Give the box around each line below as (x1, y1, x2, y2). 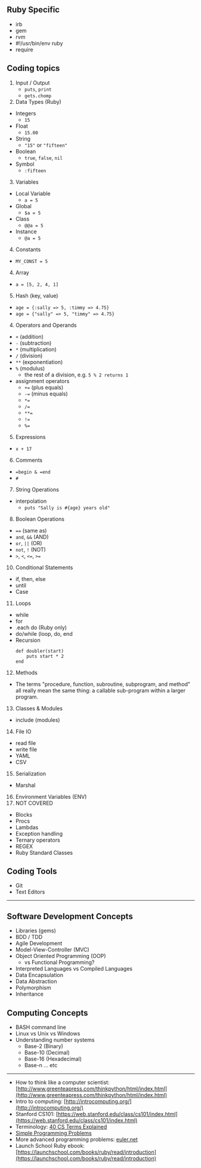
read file (15, 739, 36, 746)
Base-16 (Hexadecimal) (24, 1055, 82, 1062)
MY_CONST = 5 (15, 258, 48, 264)
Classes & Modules (15, 704, 63, 712)
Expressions (15, 433, 46, 440)
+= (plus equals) (24, 384, 64, 391)
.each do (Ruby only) (15, 623, 67, 631)
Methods (15, 669, 38, 676)
